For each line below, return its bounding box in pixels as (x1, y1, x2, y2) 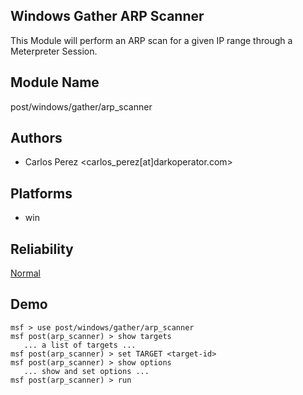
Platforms (10, 185, 73, 202)
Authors (10, 130, 63, 147)
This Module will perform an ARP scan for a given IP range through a (10, 34, 293, 46)
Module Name (10, 74, 100, 91)
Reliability (10, 240, 74, 258)
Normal (10, 267, 41, 279)
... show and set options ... (23, 366, 150, 376)
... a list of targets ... (23, 340, 137, 350)
